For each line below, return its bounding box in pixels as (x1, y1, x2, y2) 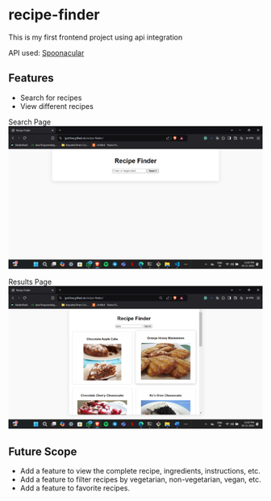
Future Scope (8, 445, 77, 458)
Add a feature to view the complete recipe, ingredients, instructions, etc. (19, 466, 261, 476)
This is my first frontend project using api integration (8, 32, 183, 42)
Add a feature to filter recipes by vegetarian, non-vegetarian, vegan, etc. (19, 474, 262, 485)
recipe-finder (8, 6, 101, 24)
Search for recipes (19, 93, 82, 102)
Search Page (8, 117, 51, 127)
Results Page (8, 277, 52, 287)
